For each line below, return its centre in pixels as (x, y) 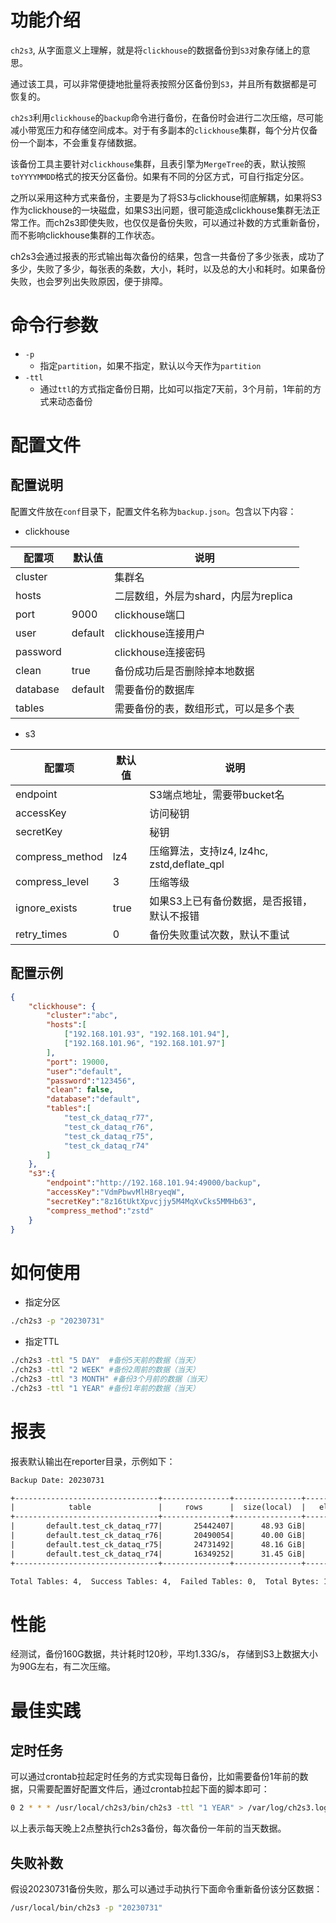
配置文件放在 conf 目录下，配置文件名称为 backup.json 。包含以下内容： (153, 511)
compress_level (52, 881)
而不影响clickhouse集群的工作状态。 (85, 235)
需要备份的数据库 (154, 689)
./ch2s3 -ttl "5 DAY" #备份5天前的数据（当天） (105, 1361)
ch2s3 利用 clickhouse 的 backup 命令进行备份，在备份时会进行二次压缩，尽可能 (167, 117)
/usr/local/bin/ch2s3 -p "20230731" (86, 1908)
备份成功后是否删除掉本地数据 (184, 671)
